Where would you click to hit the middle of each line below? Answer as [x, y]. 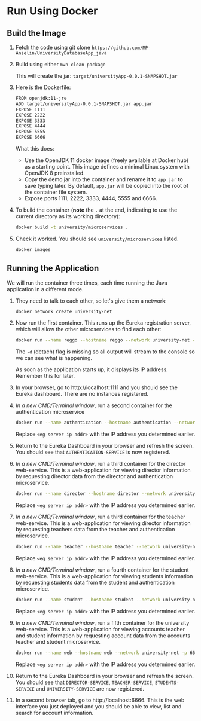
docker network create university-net [64, 311]
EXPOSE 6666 [30, 138]
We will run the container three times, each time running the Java [87, 283]
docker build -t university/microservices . [72, 227]
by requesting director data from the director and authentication [94, 476]
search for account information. [54, 713]
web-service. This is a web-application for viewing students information [104, 576]
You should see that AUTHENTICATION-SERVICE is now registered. [93, 452]
